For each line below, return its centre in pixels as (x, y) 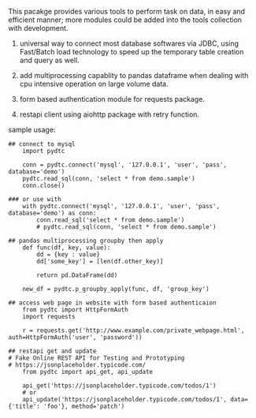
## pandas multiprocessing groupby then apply (86, 241)
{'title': (24, 406)
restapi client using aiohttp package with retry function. (109, 114)
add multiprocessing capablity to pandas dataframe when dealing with (134, 75)
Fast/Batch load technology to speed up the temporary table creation (132, 52)
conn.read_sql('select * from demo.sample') (111, 220)
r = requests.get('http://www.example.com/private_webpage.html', (134, 330)
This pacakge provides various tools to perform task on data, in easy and (127, 11)
